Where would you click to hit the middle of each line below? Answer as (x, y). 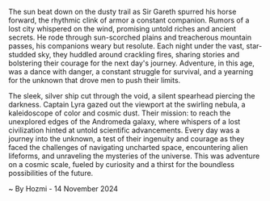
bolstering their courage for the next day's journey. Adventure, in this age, (131, 63)
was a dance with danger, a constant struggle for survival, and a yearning (131, 71)
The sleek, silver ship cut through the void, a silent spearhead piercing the (132, 96)
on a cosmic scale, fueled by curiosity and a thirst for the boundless (122, 164)
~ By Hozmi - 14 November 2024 (63, 188)
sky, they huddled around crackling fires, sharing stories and (139, 54)
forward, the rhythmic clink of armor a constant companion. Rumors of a (129, 20)
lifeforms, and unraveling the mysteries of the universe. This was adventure (134, 156)
